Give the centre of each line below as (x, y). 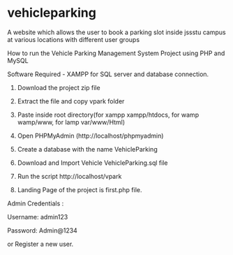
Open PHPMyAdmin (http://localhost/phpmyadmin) (90, 136)
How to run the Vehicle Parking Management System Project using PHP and (116, 53)
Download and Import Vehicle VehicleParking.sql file (92, 163)
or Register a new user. (40, 244)
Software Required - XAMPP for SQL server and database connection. (108, 74)
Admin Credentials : (36, 203)
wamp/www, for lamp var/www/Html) (71, 122)
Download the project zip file (59, 87)
